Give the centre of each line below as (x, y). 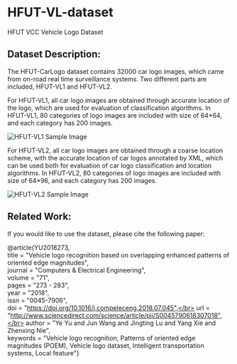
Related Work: (39, 217)
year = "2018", (28, 292)
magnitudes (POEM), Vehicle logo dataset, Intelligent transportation (106, 346)
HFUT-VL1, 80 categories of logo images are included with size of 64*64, (115, 115)
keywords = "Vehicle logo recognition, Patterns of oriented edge (101, 338)
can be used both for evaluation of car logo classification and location (110, 165)
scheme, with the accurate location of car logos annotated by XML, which (115, 158)
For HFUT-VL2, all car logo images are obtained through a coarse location (115, 150)
